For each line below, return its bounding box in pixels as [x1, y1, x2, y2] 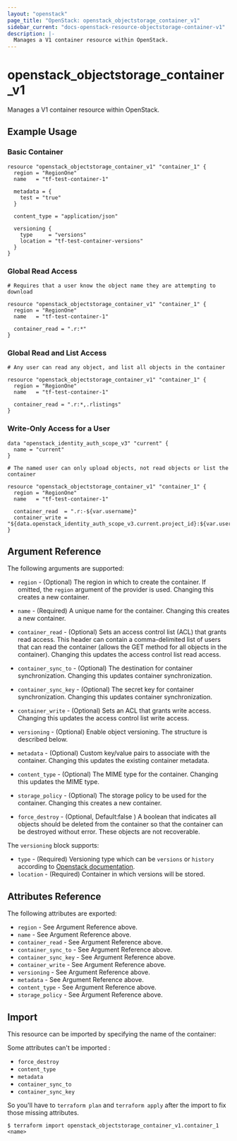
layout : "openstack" [7, 10, 68, 18]
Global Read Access [7, 266, 78, 276]
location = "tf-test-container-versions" [20, 238, 143, 245]
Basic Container [7, 147, 63, 157]
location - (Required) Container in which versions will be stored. [17, 870, 205, 879]
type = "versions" [20, 231, 87, 238]
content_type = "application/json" [13, 213, 119, 220]
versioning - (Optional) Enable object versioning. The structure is [17, 727, 208, 736]
